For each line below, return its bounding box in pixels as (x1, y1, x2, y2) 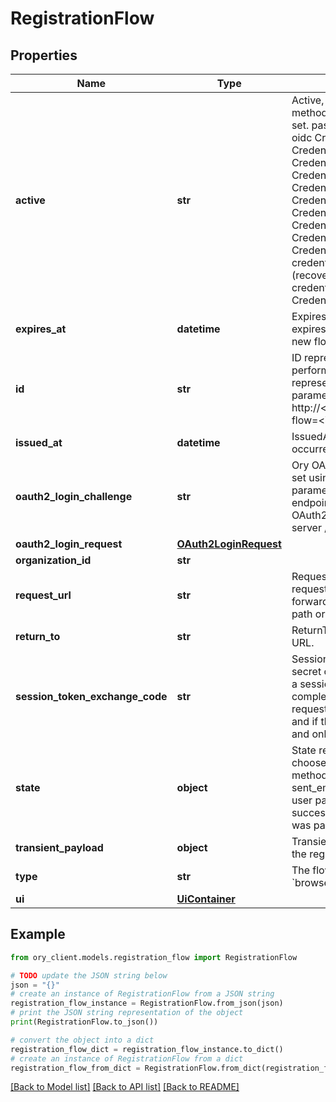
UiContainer (176, 892, 236, 906)
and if (291, 715, 319, 728)
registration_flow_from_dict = (10, 1063, 141, 1073)
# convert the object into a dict (10, 1035, 155, 1045)
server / (291, 521, 329, 534)
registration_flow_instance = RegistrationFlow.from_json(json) (10, 998, 284, 1009)
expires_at (15, 322, 67, 336)
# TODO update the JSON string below (10, 970, 168, 981)
